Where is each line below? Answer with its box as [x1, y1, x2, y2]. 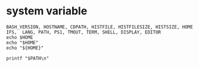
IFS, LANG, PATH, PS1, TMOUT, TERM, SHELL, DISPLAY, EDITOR [6, 29, 161, 35]
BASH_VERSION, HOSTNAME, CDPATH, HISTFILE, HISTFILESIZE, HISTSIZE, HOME [6, 24, 194, 30]
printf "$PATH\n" [6, 55, 49, 61]
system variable [6, 4, 88, 18]
